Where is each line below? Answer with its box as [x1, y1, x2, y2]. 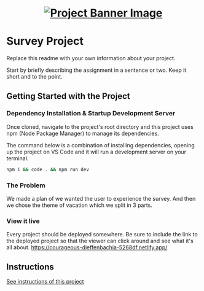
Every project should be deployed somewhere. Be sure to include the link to [6, 231, 198, 238]
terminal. [6, 154, 29, 162]
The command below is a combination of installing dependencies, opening [6, 141, 195, 149]
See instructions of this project [6, 278, 84, 285]
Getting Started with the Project [6, 91, 130, 101]
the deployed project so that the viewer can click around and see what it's [6, 237, 194, 245]
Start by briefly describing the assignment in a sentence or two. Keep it [6, 66, 187, 74]
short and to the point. [6, 73, 63, 80]
